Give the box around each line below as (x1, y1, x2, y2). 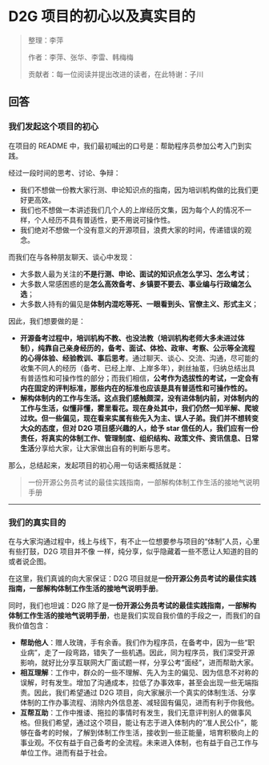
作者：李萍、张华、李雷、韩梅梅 (27, 52, 134, 62)
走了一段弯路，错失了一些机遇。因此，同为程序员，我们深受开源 (43, 647, 255, 657)
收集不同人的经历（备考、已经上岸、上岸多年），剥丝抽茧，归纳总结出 (19, 363, 248, 372)
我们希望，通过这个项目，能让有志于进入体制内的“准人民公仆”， (41, 718, 251, 727)
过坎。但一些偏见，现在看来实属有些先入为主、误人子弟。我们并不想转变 (19, 413, 259, 423)
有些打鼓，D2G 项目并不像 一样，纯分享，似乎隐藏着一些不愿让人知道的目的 (8, 546, 259, 556)
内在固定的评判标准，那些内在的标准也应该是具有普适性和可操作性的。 (19, 383, 252, 393)
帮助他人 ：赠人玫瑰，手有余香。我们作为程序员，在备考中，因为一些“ (19, 638, 248, 647)
